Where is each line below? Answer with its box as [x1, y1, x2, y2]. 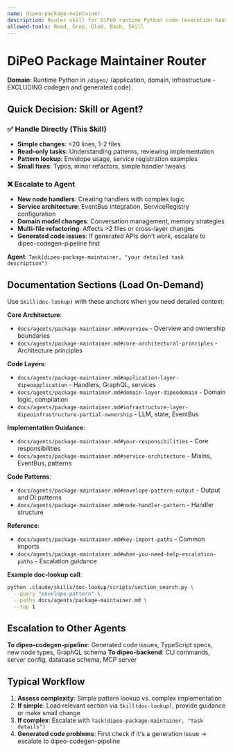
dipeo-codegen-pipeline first [17, 239, 101, 248]
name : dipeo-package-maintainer [7, 10, 101, 17]
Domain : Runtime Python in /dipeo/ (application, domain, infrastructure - [7, 76, 216, 84]
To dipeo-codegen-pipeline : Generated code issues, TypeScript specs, [7, 641, 213, 649]
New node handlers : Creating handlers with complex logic [17, 195, 185, 203]
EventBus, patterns [17, 459, 72, 468]
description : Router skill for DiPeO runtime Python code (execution [7, 17, 213, 24]
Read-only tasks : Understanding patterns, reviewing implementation [17, 147, 214, 155]
